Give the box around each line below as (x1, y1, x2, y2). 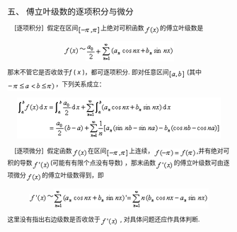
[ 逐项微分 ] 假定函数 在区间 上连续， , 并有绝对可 (13, 146, 230, 155)
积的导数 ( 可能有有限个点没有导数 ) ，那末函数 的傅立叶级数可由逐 (7, 158, 230, 167)
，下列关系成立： (55, 81, 105, 88)
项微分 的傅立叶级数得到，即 (7, 172, 104, 180)
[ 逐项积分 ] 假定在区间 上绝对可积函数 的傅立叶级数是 (13, 23, 204, 32)
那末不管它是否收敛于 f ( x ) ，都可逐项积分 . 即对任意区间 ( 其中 (7, 68, 202, 76)
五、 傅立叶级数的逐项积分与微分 (7, 7, 134, 17)
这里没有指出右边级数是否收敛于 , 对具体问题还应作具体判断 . (7, 215, 200, 224)
